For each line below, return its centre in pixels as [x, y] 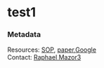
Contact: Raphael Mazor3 [44, 57]
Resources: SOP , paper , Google [52, 50]
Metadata [24, 35]
